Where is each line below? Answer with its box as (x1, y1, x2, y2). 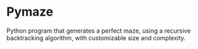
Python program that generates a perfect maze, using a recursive (6, 27, 191, 35)
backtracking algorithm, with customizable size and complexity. (6, 33, 186, 42)
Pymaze (6, 4, 53, 20)
